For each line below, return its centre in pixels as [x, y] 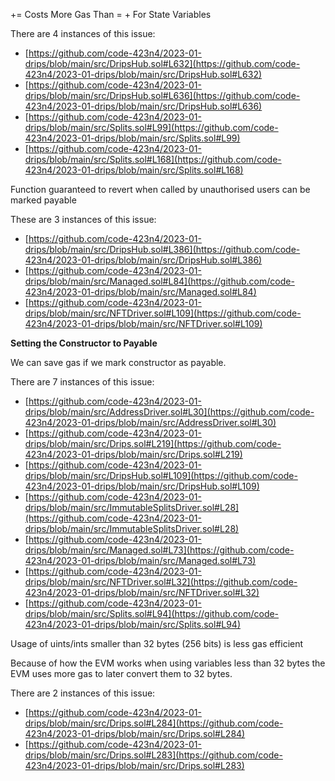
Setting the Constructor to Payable [84, 343]
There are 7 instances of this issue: [82, 382]
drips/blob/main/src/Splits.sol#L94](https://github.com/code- [152, 613]
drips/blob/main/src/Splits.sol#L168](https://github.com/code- [153, 159]
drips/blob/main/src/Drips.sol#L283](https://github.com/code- [153, 755]
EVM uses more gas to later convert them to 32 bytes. [121, 673]
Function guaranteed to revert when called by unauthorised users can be [160, 189]
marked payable [43, 200]
